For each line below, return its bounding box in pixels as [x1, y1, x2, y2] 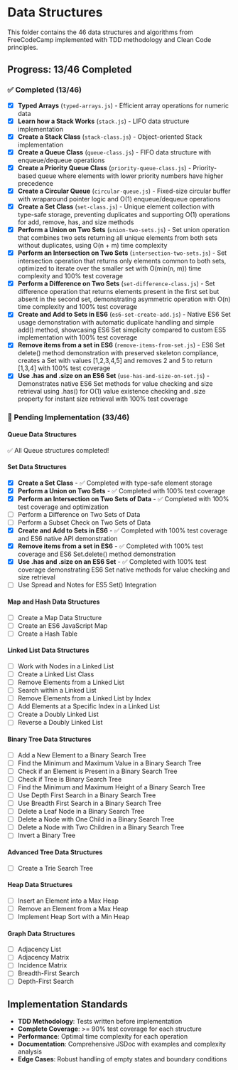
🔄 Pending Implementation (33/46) [7, 412, 130, 422]
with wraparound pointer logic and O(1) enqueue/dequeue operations [17, 195, 221, 203]
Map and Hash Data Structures [7, 597, 100, 606]
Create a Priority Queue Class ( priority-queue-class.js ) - [17, 163, 192, 172]
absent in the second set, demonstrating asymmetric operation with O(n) [17, 295, 231, 303]
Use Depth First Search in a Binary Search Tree [17, 791, 156, 799]
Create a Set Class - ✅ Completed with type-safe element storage [17, 478, 213, 487]
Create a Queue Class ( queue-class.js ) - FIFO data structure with [17, 147, 212, 157]
